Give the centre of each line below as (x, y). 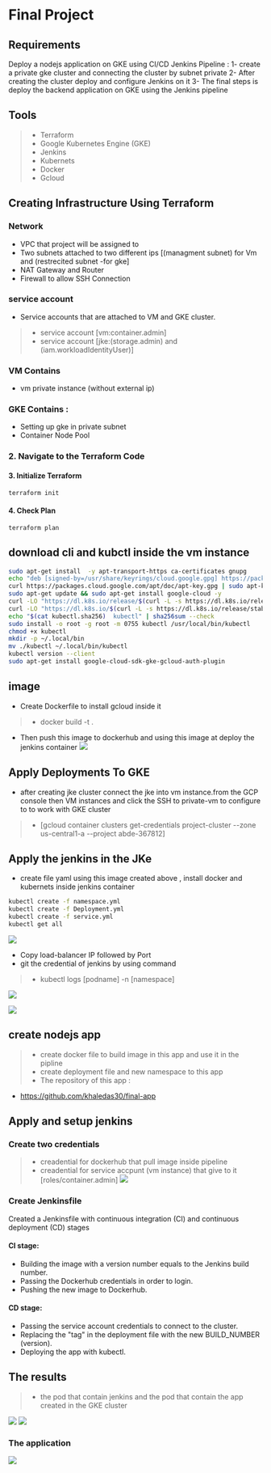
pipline (51, 1063)
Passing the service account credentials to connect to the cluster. (129, 1326)
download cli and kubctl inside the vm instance (129, 553)
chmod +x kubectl (38, 631)
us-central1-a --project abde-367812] (102, 833)
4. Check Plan (32, 510)
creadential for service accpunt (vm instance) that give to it (138, 1170)
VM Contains (34, 370)
